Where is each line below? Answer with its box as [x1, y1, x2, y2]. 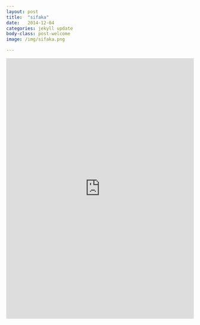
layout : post [6, 8, 39, 15]
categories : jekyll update [6, 25, 73, 32]
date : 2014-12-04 [6, 20, 55, 26]
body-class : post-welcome [6, 31, 70, 37]
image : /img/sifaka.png [6, 36, 65, 42]
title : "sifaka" [6, 14, 49, 20]
